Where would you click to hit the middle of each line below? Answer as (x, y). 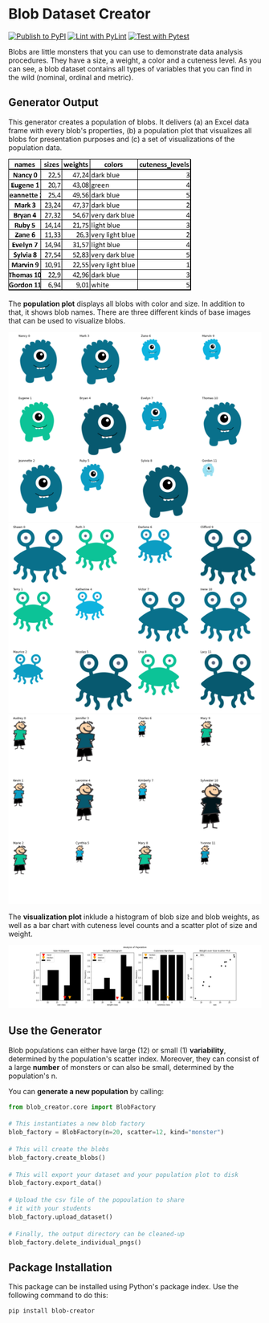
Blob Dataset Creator (79, 14)
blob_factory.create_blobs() (57, 1158)
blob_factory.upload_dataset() (61, 1217)
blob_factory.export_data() (55, 1183)
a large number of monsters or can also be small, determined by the (121, 1067)
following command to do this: (58, 1295)
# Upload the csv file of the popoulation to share (96, 1200)
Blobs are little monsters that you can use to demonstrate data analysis (126, 51)
